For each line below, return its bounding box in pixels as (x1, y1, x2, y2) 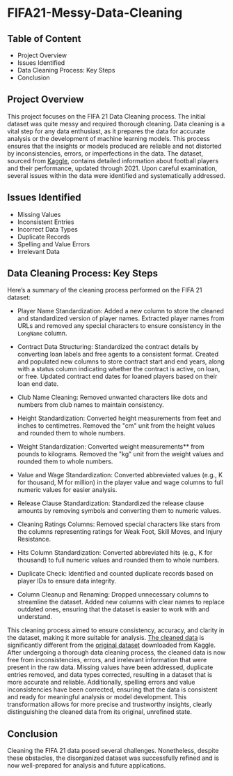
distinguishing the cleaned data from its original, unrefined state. (7, 708, 193, 716)
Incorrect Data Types (17, 225, 78, 233)
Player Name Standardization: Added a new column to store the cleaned (17, 307, 224, 315)
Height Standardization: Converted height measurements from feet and (17, 414, 221, 423)
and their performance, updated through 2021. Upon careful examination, (7, 164, 218, 172)
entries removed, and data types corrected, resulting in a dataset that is (7, 671, 213, 679)
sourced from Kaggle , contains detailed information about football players (7, 156, 219, 165)
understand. (17, 613, 53, 621)
